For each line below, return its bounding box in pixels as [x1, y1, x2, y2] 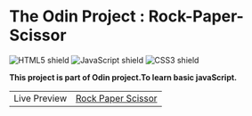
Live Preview [13, 92, 68, 104]
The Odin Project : [9, 6, 145, 27]
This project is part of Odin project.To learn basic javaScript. [9, 71, 238, 82]
